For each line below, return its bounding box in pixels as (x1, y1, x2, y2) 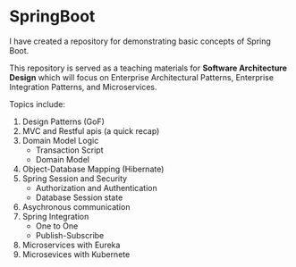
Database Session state (35, 192, 123, 203)
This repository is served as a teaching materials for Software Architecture (9, 63, 288, 73)
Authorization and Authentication (35, 182, 158, 193)
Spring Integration (21, 211, 89, 221)
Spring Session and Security (21, 172, 128, 184)
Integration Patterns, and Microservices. (9, 81, 158, 92)
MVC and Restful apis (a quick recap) (21, 125, 160, 136)
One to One (35, 221, 79, 231)
